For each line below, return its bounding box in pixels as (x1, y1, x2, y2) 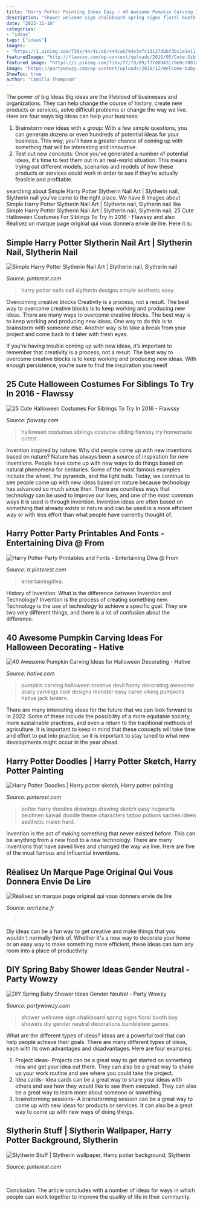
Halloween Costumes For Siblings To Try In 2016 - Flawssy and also (6, 214, 175, 221)
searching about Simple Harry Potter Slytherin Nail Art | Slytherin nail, (6, 187, 179, 195)
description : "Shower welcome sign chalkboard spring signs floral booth (6, 15, 196, 21)
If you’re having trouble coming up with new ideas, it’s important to (6, 342, 172, 349)
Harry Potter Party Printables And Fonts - (6, 528, 165, 539)
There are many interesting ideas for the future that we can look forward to (6, 706, 193, 713)
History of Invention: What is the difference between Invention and (6, 589, 172, 596)
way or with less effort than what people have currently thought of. (6, 511, 173, 518)
